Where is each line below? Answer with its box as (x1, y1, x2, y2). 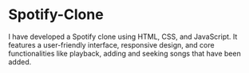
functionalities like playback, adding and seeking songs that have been (8, 48, 241, 58)
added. (8, 57, 32, 67)
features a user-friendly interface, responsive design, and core (8, 40, 215, 49)
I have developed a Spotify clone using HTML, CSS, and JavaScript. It (8, 32, 238, 41)
